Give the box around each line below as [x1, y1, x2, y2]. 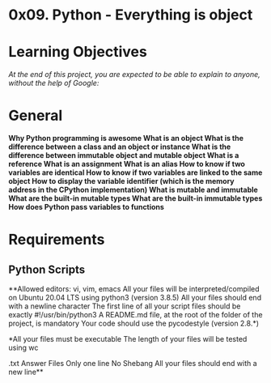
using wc [8, 343, 39, 353]
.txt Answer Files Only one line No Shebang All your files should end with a [8, 359, 257, 368]
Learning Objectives [8, 43, 147, 62]
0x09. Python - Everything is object [8, 6, 253, 24]
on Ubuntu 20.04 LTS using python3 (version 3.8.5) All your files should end [8, 293, 261, 303]
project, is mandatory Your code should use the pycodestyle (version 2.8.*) [8, 318, 260, 329]
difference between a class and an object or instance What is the [8, 142, 231, 151]
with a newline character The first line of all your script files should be [8, 301, 241, 311]
